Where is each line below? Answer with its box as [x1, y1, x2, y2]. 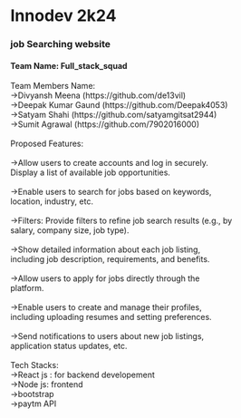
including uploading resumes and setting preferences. [10, 312, 212, 323]
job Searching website [10, 38, 111, 51]
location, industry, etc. [10, 196, 94, 207]
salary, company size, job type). [10, 225, 130, 236]
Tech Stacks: [10, 360, 59, 371]
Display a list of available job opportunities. [10, 167, 171, 178]
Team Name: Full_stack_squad [10, 60, 128, 71]
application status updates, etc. [10, 341, 128, 352]
